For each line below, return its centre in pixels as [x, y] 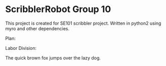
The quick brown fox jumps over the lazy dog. [53, 58]
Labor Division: [21, 48]
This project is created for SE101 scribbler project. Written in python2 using [83, 23]
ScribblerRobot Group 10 [58, 9]
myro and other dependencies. [37, 28]
